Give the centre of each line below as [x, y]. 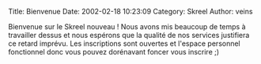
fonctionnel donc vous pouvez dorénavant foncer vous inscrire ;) [114, 52]
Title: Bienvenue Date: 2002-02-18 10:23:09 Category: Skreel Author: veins [130, 11]
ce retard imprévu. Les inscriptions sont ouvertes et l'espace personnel [125, 43]
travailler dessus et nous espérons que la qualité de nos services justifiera [129, 35]
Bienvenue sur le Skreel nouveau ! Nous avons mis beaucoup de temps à [127, 26]
